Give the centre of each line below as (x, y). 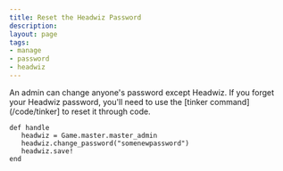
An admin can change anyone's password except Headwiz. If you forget (142, 92)
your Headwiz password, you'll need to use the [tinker (108, 102)
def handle (29, 127)
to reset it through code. (106, 111)
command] (229, 102)
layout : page (33, 34)
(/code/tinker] (35, 111)
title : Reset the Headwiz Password (75, 17)
